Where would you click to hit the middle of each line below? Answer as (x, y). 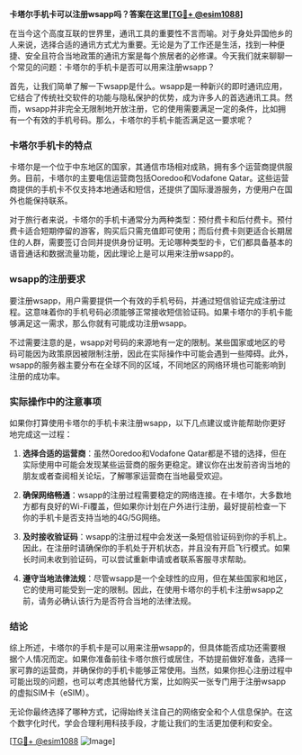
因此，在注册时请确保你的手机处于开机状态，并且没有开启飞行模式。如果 (156, 548)
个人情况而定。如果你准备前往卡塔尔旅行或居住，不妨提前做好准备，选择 (151, 659)
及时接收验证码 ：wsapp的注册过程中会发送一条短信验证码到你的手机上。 (157, 536)
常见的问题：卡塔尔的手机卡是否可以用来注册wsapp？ (116, 67)
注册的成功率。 (37, 376)
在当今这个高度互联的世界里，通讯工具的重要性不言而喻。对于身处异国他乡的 (151, 33)
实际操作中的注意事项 (55, 402)
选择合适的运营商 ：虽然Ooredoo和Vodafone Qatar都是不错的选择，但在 (155, 453)
